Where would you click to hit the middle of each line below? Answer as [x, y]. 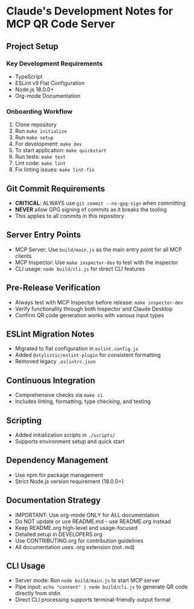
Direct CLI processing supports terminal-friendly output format [93, 600]
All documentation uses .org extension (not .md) [75, 547]
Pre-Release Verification [53, 288]
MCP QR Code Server [61, 24]
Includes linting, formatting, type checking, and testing [83, 401]
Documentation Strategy [54, 501]
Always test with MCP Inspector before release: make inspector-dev [99, 302]
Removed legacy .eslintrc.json [55, 361]
